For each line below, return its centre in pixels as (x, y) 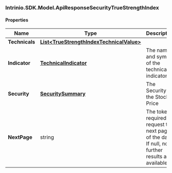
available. (157, 163)
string (47, 137)
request (155, 124)
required (156, 118)
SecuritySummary (63, 94)
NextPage (20, 137)
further (154, 150)
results (154, 157)
